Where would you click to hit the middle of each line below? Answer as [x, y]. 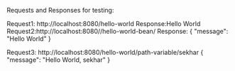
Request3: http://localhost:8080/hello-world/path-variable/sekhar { [105, 52]
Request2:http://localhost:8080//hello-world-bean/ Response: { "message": [117, 31]
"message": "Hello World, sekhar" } [59, 60]
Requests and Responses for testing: [60, 10]
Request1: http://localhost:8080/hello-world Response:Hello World [104, 24]
